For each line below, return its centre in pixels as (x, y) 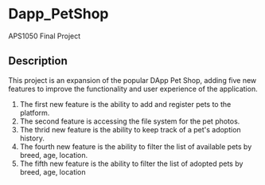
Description (38, 61)
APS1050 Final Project (45, 36)
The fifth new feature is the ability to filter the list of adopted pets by (131, 163)
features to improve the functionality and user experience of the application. (133, 89)
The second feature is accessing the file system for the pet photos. (130, 121)
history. (32, 138)
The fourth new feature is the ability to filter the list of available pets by (136, 146)
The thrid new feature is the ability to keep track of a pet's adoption (130, 129)
